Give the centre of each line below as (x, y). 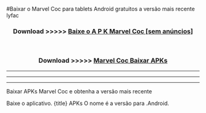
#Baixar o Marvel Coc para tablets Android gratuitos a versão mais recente (101, 9)
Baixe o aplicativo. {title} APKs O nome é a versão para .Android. (88, 103)
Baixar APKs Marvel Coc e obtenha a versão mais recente (79, 91)
